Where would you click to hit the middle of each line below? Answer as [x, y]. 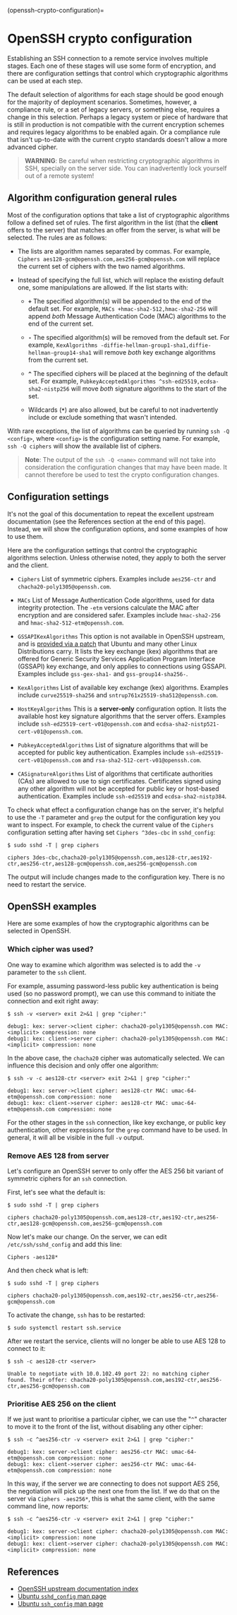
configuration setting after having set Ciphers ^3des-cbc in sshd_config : [111, 832]
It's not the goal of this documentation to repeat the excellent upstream [111, 514]
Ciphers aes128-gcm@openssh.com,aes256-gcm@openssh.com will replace [119, 259]
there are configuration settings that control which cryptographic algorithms [118, 73]
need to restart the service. [47, 884]
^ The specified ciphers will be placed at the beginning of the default [128, 373]
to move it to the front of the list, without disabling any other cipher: [105, 1427]
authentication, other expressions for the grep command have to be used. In [117, 1130]
